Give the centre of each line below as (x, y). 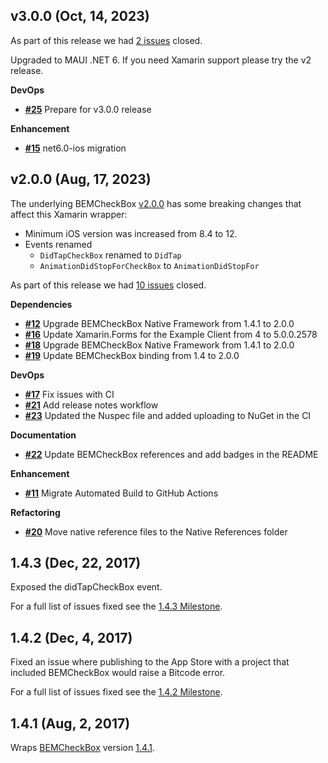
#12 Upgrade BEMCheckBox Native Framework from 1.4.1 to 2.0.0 (159, 323)
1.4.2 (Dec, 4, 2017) (71, 637)
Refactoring (35, 512)
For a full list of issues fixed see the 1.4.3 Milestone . (116, 606)
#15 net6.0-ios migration (75, 148)
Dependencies (41, 304)
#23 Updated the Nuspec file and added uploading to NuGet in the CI (168, 415)
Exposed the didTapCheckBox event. (86, 587)
